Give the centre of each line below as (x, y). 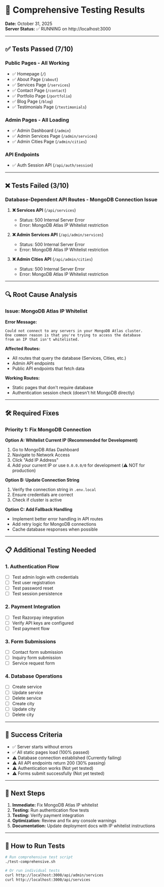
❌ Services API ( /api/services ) (44, 210)
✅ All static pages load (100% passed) (51, 752)
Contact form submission (38, 652)
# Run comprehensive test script (39, 857)
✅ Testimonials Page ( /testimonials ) (49, 107)
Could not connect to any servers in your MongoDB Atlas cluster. (74, 331)
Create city (23, 703)
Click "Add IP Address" (35, 460)
